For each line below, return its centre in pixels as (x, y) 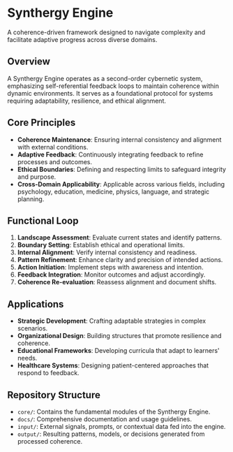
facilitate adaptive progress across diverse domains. (82, 39)
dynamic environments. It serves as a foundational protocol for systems (110, 93)
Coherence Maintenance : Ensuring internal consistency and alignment (119, 139)
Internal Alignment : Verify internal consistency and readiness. (107, 252)
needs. (27, 358)
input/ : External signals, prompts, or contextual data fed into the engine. (121, 427)
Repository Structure (54, 395)
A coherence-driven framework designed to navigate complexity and (106, 32)
